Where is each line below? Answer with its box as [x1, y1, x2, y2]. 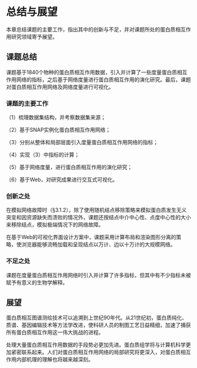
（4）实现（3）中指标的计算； [6, 151, 80, 158]
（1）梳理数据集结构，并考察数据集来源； [6, 114, 106, 121]
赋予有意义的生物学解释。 [6, 279, 68, 286]
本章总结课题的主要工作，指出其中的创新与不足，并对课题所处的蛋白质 [6, 26, 176, 33]
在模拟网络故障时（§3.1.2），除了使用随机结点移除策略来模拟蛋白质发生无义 [6, 206, 187, 214]
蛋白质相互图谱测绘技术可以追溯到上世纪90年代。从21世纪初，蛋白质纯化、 [6, 314, 188, 321]
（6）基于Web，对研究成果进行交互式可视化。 [6, 176, 118, 183]
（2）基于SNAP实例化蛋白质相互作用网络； [6, 127, 111, 134]
